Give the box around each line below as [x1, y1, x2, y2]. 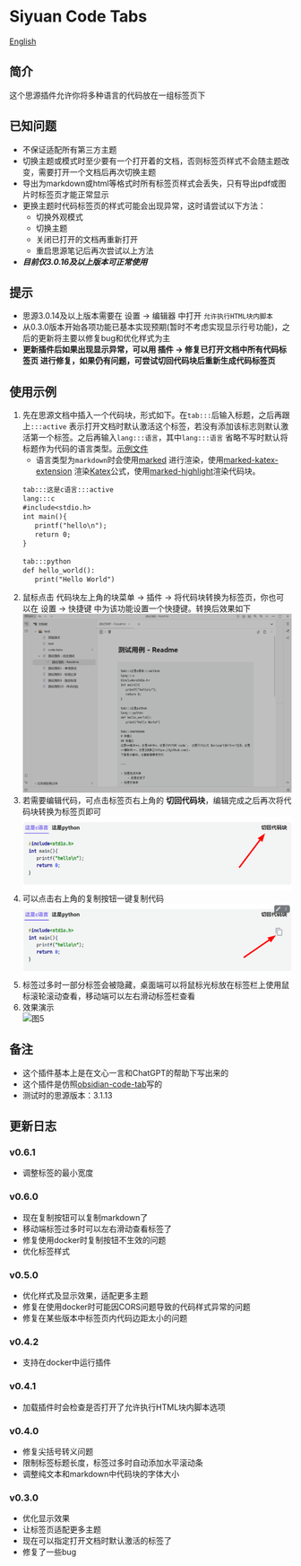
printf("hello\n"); [34, 521, 107, 530]
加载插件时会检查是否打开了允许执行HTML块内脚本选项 [21, 1402, 226, 1413]
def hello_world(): [21, 566, 96, 575]
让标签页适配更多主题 [21, 1524, 101, 1535]
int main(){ [21, 512, 67, 521]
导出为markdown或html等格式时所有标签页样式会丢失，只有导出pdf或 [21, 178, 279, 188]
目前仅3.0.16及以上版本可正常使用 [21, 256, 148, 267]
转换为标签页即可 [38, 806, 101, 818]
